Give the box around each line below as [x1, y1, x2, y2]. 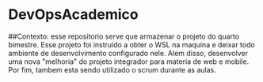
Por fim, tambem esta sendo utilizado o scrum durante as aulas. [8, 65, 216, 74]
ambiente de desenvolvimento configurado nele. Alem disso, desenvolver [8, 48, 248, 58]
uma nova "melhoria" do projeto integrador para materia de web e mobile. [8, 57, 250, 66]
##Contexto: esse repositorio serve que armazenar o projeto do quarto [8, 32, 240, 41]
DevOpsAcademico [8, 6, 139, 24]
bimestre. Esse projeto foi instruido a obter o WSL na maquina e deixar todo [8, 39, 255, 49]
